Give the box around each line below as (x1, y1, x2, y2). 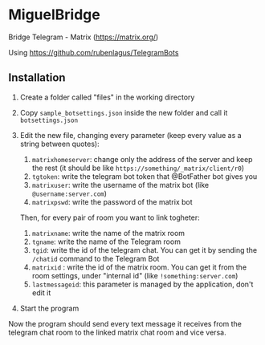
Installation (8, 71, 66, 85)
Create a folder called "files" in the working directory (19, 92, 195, 102)
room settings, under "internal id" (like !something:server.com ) (31, 270, 238, 280)
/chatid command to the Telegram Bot (31, 254, 160, 263)
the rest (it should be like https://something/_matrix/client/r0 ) (31, 163, 245, 172)
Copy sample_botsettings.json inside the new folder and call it (19, 108, 228, 117)
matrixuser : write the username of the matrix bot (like (31, 180, 210, 189)
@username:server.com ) (31, 189, 107, 198)
